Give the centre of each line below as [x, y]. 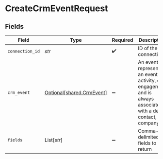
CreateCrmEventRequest [57, 9]
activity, [147, 80]
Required [122, 40]
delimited [148, 137]
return [145, 149]
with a [145, 111]
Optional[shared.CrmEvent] [76, 93]
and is [145, 93]
